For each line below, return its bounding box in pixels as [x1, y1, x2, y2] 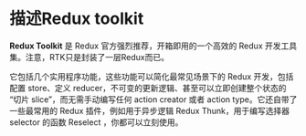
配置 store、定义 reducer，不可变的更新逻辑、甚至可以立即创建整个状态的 [9, 82, 287, 93]
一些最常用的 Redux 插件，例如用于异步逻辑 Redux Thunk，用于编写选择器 [9, 105, 290, 116]
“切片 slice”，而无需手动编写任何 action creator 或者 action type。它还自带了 [9, 93, 298, 105]
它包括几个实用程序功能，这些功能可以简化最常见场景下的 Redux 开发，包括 [9, 70, 294, 82]
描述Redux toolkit [9, 8, 144, 29]
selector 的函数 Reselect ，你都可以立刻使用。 [9, 116, 184, 128]
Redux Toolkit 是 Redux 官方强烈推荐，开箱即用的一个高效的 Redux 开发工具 [9, 40, 298, 51]
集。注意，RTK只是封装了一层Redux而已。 [9, 51, 169, 62]
